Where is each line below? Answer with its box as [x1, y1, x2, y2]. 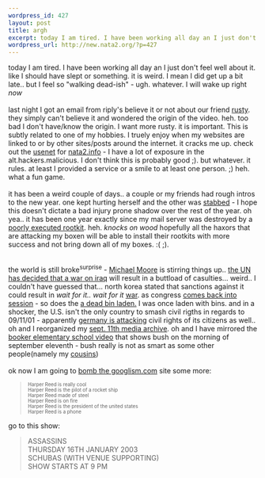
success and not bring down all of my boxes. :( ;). [8, 239, 169, 250]
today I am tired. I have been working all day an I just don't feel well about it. [8, 63, 256, 72]
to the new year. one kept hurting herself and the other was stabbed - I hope [8, 197, 258, 207]
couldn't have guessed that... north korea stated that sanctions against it [8, 281, 244, 291]
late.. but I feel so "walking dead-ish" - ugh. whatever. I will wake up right [8, 80, 248, 90]
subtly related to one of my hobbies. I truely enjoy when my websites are [8, 130, 245, 140]
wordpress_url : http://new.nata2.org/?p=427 [8, 41, 157, 49]
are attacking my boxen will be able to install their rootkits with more [8, 231, 230, 241]
